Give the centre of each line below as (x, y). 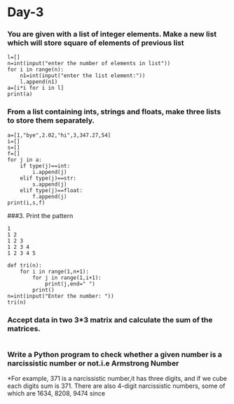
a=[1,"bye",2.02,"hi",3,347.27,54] (59, 135)
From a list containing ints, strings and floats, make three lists (114, 112)
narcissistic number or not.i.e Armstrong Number (93, 363)
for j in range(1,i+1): (67, 278)
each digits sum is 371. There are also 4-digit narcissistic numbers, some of (116, 386)
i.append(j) (50, 172)
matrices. (24, 328)
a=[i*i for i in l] (36, 88)
